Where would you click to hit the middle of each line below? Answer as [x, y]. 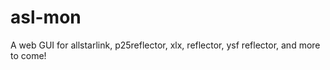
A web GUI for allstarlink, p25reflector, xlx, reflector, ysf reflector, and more [165, 45]
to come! [28, 55]
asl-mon [46, 17]
